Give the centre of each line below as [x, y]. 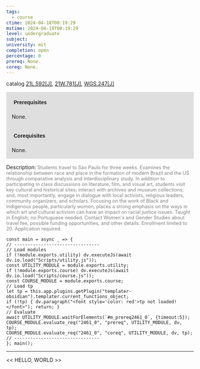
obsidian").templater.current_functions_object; [68, 297]
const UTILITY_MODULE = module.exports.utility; [68, 266]
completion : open [28, 51]
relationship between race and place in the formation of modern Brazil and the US [98, 173]
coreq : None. [22, 67]
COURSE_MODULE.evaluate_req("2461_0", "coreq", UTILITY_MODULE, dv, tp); [100, 333]
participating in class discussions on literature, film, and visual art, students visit [96, 184]
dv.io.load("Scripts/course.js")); [50, 276]
